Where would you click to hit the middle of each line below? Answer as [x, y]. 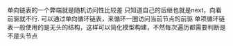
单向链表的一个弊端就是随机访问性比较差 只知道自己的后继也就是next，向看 [114, 10]
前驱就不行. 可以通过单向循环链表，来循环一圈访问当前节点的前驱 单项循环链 [116, 19]
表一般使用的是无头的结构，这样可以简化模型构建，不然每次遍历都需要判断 [113, 27]
